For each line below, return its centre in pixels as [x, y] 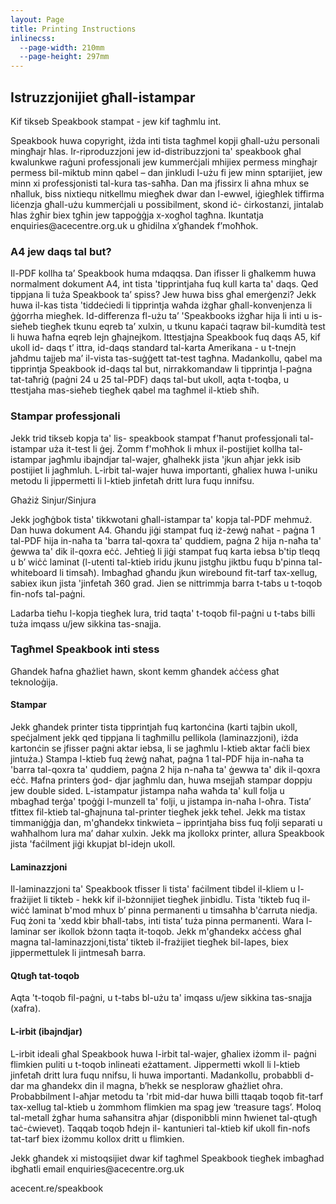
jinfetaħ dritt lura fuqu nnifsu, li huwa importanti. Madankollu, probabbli [156, 1075]
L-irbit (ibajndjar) [46, 1032]
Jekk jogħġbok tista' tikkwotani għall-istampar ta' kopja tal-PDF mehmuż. [161, 519]
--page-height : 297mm [64, 57]
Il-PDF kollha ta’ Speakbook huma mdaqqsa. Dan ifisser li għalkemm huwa [163, 273]
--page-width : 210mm [62, 47]
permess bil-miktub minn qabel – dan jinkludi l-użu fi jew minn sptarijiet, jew [166, 172]
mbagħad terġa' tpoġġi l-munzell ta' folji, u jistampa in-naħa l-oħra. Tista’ [161, 802]
